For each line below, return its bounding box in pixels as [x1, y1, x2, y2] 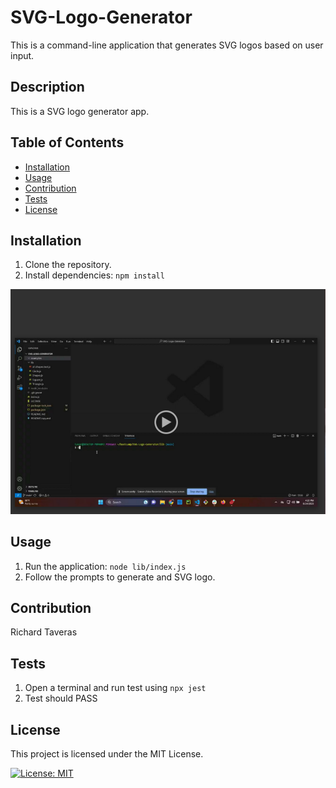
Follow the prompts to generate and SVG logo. [24, 571, 216, 583]
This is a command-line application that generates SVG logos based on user [10, 39, 324, 51]
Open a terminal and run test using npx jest [24, 682, 207, 694]
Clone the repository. [24, 259, 112, 271]
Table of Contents [10, 134, 125, 151]
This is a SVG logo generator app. [10, 105, 150, 117]
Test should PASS [24, 692, 98, 705]
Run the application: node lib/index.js [24, 560, 187, 572]
